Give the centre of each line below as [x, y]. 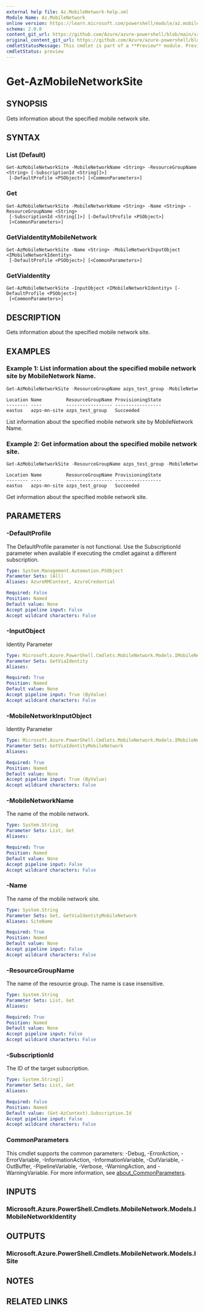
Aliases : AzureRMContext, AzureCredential [61, 582]
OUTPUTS [26, 1237]
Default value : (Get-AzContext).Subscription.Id [69, 1113]
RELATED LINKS [37, 1302]
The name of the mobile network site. [53, 899]
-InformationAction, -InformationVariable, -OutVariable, [111, 1160]
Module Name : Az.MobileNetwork [46, 18]
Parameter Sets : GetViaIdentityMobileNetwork [65, 746]
